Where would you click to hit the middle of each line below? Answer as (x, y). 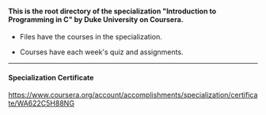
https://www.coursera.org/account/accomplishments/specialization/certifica (133, 95)
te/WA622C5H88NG (42, 103)
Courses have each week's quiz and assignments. (101, 52)
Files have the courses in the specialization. (91, 37)
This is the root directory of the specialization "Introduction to (112, 11)
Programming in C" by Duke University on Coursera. (96, 19)
